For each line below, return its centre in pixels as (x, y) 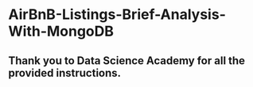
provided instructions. (65, 73)
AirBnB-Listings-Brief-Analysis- (117, 15)
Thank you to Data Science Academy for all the (127, 61)
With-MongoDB (61, 31)
